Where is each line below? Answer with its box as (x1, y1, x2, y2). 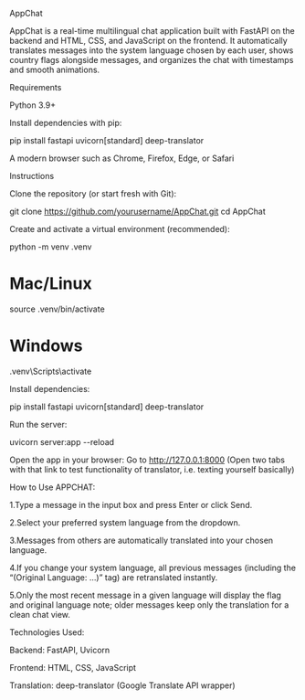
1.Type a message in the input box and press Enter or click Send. (9, 499, 253, 510)
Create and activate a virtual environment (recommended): (9, 224, 230, 234)
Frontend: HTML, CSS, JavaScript (9, 662, 137, 673)
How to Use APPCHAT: (9, 482, 96, 493)
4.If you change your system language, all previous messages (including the (9, 562, 297, 573)
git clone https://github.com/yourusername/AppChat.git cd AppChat (9, 206, 267, 217)
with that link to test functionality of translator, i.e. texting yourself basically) (9, 463, 295, 474)
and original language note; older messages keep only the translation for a (9, 599, 289, 610)
